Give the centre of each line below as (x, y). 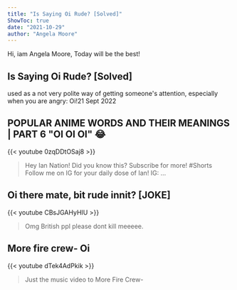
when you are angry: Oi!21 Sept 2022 (62, 101)
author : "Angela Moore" (43, 34)
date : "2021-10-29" (36, 27)
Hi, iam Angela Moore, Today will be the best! (74, 54)
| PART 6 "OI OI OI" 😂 (57, 135)
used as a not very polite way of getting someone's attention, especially (113, 94)
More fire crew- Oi (49, 248)
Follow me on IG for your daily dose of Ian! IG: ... (95, 173)
